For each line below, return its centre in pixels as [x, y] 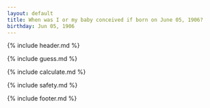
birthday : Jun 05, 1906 [41, 26]
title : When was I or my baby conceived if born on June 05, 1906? [105, 20]
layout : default [30, 13]
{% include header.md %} [43, 46]
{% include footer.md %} [42, 98]
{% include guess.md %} [42, 59]
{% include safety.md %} [42, 85]
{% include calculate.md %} [47, 72]
